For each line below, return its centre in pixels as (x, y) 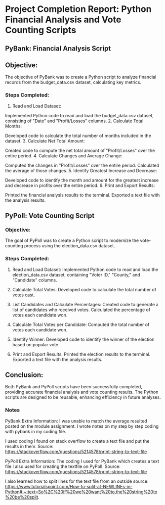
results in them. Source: (29, 446)
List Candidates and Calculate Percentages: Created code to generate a (85, 304)
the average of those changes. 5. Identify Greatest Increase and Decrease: (81, 170)
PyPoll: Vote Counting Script (50, 216)
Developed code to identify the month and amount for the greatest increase (82, 180)
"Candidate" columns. (35, 280)
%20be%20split (22, 497)
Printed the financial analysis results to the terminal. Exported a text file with (82, 195)
